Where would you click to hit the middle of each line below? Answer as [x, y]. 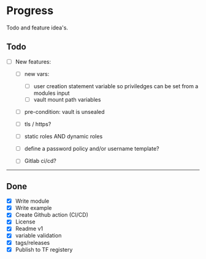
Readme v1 [29, 229]
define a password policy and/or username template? [92, 149]
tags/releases [32, 242]
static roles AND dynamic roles [63, 137]
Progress [30, 11]
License [25, 222]
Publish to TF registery [44, 249]
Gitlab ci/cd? [40, 161]
